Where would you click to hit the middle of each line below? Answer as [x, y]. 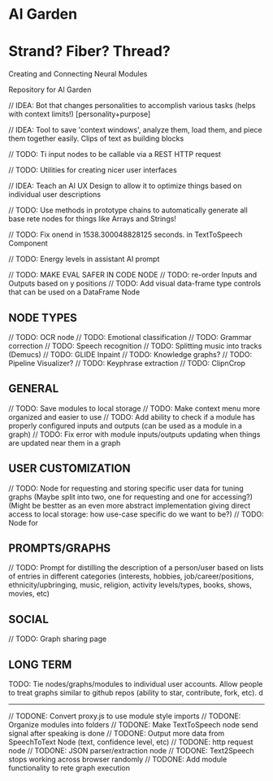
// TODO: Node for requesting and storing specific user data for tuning [126, 488]
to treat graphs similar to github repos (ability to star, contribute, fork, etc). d [136, 693]
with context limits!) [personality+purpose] [80, 114]
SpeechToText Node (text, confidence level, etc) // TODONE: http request [131, 742]
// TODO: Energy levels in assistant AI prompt [84, 259]
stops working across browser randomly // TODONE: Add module [118, 759]
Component [28, 243]
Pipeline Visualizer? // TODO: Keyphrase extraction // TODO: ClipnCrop [127, 363]
